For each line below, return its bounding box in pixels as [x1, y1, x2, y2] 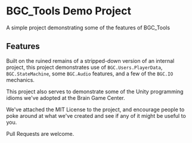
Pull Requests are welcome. [6, 130, 75, 137]
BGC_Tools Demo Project [6, 4, 131, 18]
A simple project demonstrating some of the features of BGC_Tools [6, 24, 171, 31]
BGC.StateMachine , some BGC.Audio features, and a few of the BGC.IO [6, 70, 174, 77]
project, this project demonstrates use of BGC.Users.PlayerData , [6, 63, 163, 71]
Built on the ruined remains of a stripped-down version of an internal [6, 57, 175, 64]
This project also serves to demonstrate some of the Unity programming [6, 88, 184, 95]
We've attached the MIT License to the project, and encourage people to [6, 106, 185, 113]
